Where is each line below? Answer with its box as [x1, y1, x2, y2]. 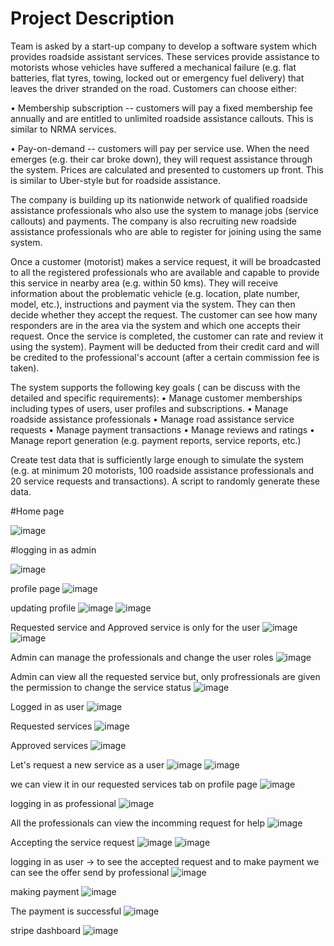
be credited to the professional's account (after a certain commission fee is [10, 351, 320, 363]
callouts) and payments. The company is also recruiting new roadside [10, 215, 297, 227]
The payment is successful [10, 905, 122, 917]
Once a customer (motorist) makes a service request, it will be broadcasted [10, 255, 322, 267]
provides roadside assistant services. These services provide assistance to [10, 50, 320, 62]
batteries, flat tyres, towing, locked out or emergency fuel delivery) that [10, 72, 305, 84]
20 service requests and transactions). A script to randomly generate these [10, 475, 321, 487]
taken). [10, 362, 40, 374]
